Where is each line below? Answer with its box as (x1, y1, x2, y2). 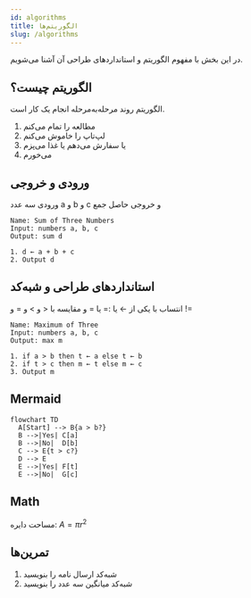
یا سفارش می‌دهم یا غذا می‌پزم (22, 140, 126, 151)
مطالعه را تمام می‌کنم (22, 121, 96, 132)
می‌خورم (22, 149, 53, 161)
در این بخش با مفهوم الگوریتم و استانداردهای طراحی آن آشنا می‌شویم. (10, 54, 244, 65)
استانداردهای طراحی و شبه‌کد (10, 279, 155, 295)
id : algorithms (10, 12, 67, 22)
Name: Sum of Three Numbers (10, 216, 115, 225)
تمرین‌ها (10, 545, 49, 561)
